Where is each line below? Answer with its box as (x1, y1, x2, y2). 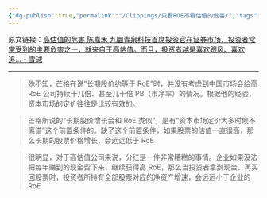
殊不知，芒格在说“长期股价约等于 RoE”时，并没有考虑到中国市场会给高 (27, 79, 258, 88)
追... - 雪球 (8, 54, 43, 64)
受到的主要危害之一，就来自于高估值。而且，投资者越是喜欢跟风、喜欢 (14, 45, 245, 54)
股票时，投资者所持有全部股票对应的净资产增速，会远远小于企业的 (34, 172, 251, 181)
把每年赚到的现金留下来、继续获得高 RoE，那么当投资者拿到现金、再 (27, 162, 252, 172)
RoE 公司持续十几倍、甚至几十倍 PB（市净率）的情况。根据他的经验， (27, 88, 256, 98)
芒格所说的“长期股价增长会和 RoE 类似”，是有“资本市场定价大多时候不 (27, 115, 256, 125)
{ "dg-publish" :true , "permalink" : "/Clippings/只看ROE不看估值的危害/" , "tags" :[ (8, 11, 265, 20)
